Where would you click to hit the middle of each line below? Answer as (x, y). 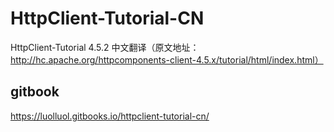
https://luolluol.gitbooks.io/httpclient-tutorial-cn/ (110, 116)
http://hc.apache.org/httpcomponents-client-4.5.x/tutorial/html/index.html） (167, 59)
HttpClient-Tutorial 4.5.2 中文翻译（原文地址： (105, 47)
